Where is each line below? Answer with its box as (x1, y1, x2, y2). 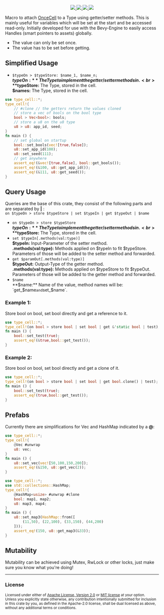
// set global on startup (14, 138, 67, 143)
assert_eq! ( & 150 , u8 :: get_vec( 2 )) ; (14, 465, 86, 470)
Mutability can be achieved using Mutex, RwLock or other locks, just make (5, 559, 155, 565)
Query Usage (5, 188, 46, 196)
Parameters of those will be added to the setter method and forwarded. (12, 251, 156, 256)
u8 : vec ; (14, 447, 32, 452)
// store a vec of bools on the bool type (14, 110, 102, 116)
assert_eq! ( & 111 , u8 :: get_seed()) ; (14, 170, 86, 174)
